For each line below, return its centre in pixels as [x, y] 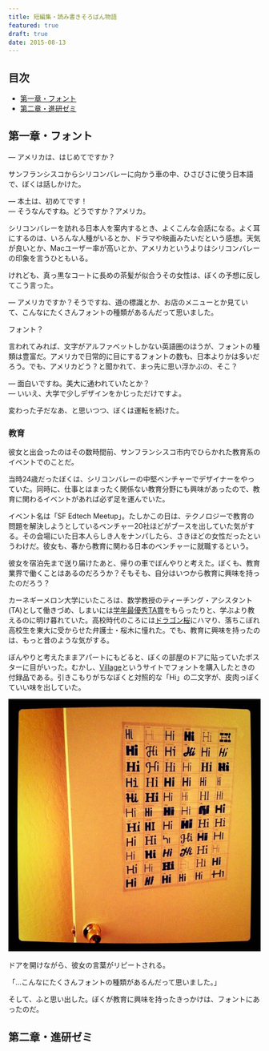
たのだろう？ [29, 583]
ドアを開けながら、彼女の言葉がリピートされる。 [89, 965]
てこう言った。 [33, 285]
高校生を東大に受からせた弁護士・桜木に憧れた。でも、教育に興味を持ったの [134, 630]
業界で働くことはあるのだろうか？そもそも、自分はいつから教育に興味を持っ [134, 574]
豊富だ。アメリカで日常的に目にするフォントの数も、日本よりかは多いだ [141, 356]
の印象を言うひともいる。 [50, 258]
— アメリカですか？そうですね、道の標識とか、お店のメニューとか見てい [128, 302]
